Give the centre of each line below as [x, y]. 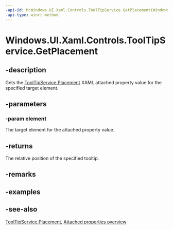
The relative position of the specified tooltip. [52, 158]
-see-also [21, 209]
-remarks [21, 174]
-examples [23, 192]
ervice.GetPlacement [52, 51]
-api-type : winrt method [32, 15]
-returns [19, 146]
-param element [26, 119]
